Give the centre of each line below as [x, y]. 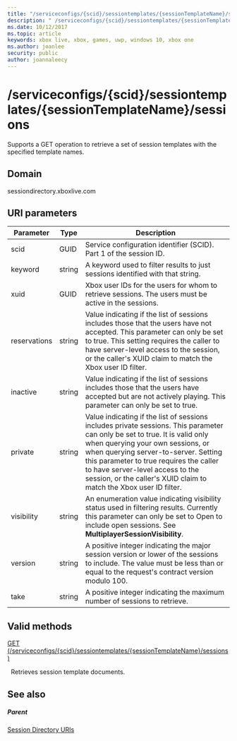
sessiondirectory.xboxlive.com [52, 191]
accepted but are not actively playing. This [156, 397]
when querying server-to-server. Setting [153, 452]
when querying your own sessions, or [147, 443]
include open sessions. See [130, 525]
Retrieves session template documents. [68, 672]
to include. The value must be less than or [154, 563]
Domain [25, 174]
